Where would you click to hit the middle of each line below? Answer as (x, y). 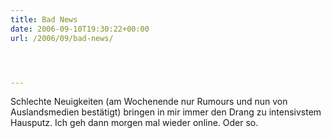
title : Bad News (44, 19)
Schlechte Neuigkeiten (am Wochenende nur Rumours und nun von (149, 102)
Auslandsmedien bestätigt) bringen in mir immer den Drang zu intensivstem (166, 112)
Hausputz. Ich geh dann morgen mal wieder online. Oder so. (134, 123)
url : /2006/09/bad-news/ (62, 38)
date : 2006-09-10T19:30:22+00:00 (80, 29)
